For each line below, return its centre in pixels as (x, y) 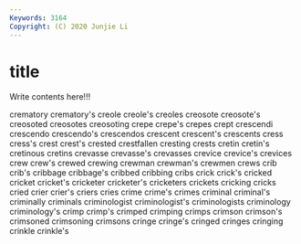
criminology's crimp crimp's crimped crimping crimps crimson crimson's (146, 212)
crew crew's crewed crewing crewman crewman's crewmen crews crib (143, 163)
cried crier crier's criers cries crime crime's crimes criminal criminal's (140, 192)
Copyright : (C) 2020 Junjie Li (69, 27)
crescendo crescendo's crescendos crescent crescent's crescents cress (146, 134)
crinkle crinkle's (39, 231)
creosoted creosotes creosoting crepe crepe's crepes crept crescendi (141, 124)
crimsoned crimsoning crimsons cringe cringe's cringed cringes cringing (146, 221)
